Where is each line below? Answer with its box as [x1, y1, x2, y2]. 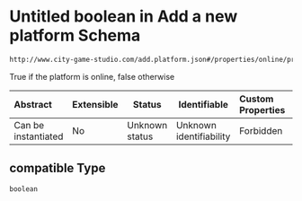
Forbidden [239, 124, 283, 136]
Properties [239, 103, 286, 116]
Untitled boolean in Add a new [9, 6, 238, 27]
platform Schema [9, 25, 141, 46]
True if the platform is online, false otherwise [9, 71, 175, 82]
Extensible [71, 98, 119, 110]
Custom [239, 92, 274, 105]
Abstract [13, 98, 52, 110]
